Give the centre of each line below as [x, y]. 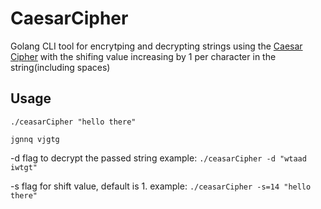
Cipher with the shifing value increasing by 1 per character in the [143, 56]
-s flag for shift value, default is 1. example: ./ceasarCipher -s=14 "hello [161, 186]
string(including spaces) [60, 67]
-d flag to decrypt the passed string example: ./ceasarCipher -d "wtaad [158, 158]
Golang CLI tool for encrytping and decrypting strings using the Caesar [156, 46]
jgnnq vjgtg [35, 139]
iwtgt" [24, 167]
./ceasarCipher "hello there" [73, 122]
